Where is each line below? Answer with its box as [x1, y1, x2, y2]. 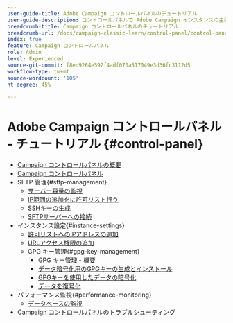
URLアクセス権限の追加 [27, 238, 95, 247]
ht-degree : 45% [7, 81, 51, 88]
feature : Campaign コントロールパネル [7, 42, 110, 49]
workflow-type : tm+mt [7, 68, 70, 75]
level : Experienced [7, 55, 64, 62]
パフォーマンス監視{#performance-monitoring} [17, 290, 153, 299]
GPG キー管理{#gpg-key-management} [27, 247, 140, 256]
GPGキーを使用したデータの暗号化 [37, 273, 137, 281]
